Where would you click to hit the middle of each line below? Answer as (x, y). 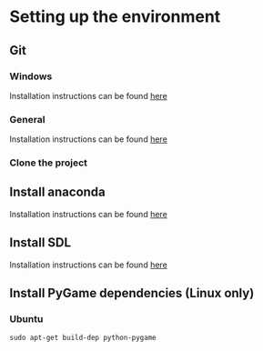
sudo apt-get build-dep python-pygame (83, 338)
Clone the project (49, 163)
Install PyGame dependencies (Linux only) (132, 293)
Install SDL (40, 243)
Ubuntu (26, 319)
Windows (31, 76)
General (27, 119)
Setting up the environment (115, 17)
